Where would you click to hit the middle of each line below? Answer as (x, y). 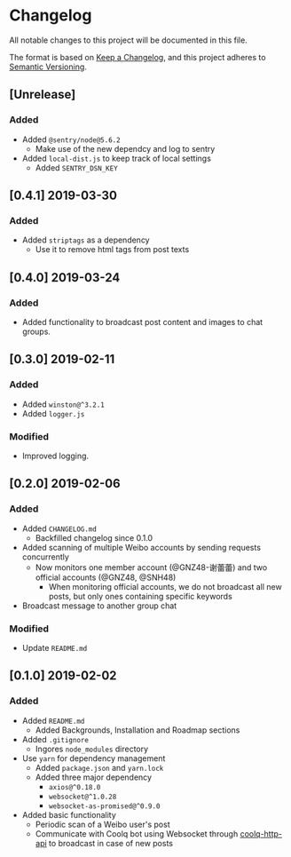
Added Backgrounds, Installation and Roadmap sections (138, 730)
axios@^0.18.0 (75, 787)
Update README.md (55, 647)
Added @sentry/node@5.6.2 (71, 139)
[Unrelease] (43, 95)
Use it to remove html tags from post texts (112, 250)
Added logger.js (53, 413)
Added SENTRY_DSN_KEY (76, 167)
